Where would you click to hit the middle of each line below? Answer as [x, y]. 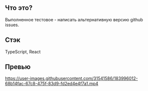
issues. [12, 25]
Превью [18, 67]
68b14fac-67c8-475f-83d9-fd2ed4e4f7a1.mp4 [52, 84]
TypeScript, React [23, 52]
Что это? [19, 8]
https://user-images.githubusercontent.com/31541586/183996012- [71, 78]
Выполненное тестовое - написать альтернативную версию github [74, 19]
